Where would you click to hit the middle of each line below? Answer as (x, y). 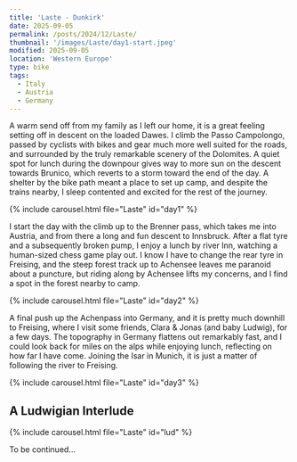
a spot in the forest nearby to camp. (75, 284)
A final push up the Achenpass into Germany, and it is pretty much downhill (147, 318)
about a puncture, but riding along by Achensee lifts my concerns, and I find (148, 274)
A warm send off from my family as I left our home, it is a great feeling (137, 126)
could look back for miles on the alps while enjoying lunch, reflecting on (141, 346)
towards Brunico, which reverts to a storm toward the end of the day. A (139, 173)
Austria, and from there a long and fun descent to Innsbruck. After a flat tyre (149, 236)
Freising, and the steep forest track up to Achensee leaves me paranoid (140, 265)
